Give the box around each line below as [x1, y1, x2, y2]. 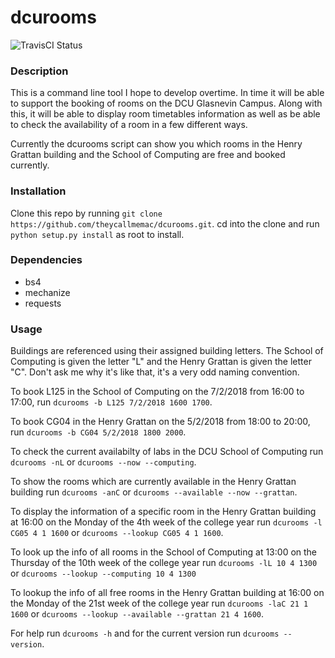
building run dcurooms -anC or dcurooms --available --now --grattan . [10, 486, 298, 498]
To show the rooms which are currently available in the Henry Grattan [10, 476, 297, 488]
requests [24, 297, 62, 309]
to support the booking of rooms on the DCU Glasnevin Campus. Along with [10, 97, 323, 110]
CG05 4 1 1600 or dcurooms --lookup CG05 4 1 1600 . [10, 527, 224, 539]
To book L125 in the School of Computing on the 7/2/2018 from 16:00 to [10, 386, 305, 398]
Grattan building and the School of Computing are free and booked [10, 149, 286, 161]
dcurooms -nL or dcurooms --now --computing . [10, 456, 197, 468]
